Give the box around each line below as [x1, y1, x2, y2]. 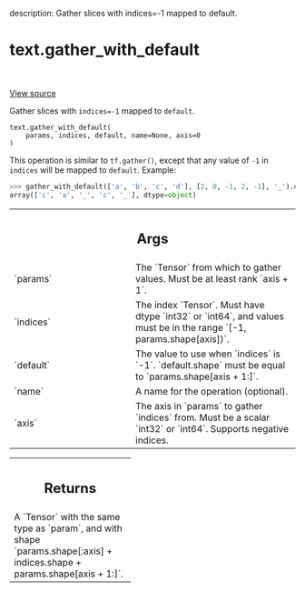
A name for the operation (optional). [135, 386, 289, 398]
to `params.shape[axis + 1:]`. [135, 370, 259, 383]
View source [9, 87, 56, 98]
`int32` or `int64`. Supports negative [135, 423, 289, 436]
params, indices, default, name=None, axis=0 [25, 131, 202, 140]
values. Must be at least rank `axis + [135, 273, 289, 286]
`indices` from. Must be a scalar [135, 411, 271, 424]
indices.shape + [14, 556, 82, 568]
